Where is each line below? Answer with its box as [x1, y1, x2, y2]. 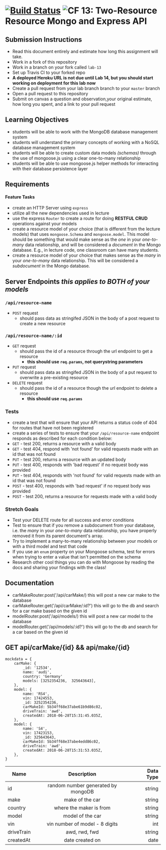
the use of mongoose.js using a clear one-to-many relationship [12, 155, 141, 161]
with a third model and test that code [12, 543, 87, 549]
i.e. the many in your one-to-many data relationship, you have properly [12, 527, 157, 533]
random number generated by [47, 782, 117, 789]
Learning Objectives [5, 116, 69, 124]
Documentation [5, 579, 54, 587]
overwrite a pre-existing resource [19, 375, 88, 381]
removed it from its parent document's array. [12, 533, 104, 539]
